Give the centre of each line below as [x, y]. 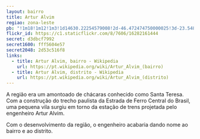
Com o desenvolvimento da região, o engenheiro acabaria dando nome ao [97, 125]
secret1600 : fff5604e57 [36, 45]
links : [14, 56]
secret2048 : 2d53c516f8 [36, 50]
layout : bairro [25, 12]
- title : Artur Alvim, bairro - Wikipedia [65, 61]
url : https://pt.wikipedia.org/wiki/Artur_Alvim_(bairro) [90, 67]
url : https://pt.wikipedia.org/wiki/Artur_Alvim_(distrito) [93, 77]
